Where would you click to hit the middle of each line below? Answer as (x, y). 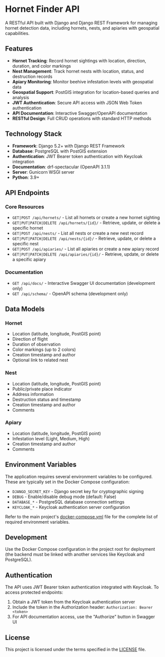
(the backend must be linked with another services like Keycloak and (75, 554)
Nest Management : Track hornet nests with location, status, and (78, 71)
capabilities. (17, 33)
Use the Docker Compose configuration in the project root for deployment (80, 549)
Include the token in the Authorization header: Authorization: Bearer (82, 607)
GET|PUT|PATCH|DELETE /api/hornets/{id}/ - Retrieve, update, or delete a (86, 223)
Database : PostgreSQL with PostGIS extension (60, 151)
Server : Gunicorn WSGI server (43, 172)
